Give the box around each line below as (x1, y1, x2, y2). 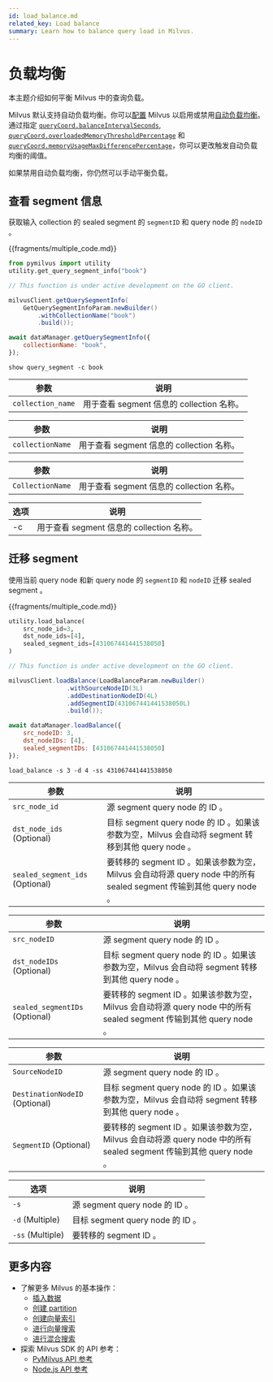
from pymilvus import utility (8, 259, 111, 268)
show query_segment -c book (8, 363, 104, 371)
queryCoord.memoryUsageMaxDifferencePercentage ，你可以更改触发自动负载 (8, 141, 258, 150)
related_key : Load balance (8, 19, 100, 28)
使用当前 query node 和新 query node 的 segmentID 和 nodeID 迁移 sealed (8, 574, 252, 585)
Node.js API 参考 (32, 1364, 89, 1374)
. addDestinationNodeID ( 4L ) (66, 691, 158, 700)
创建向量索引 (32, 1313, 76, 1323)
